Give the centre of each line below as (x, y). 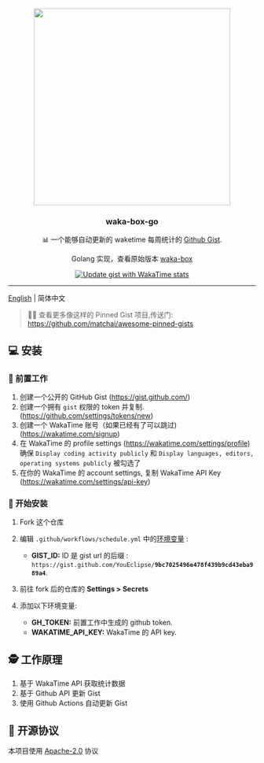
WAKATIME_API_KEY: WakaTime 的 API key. (104, 632)
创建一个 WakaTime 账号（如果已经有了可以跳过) (98, 425)
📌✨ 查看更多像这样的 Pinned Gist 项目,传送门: (100, 315)
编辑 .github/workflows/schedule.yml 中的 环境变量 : (104, 539)
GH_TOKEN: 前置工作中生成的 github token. (102, 623)
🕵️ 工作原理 (35, 659)
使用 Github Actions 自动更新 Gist (73, 703)
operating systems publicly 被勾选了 (80, 463)
